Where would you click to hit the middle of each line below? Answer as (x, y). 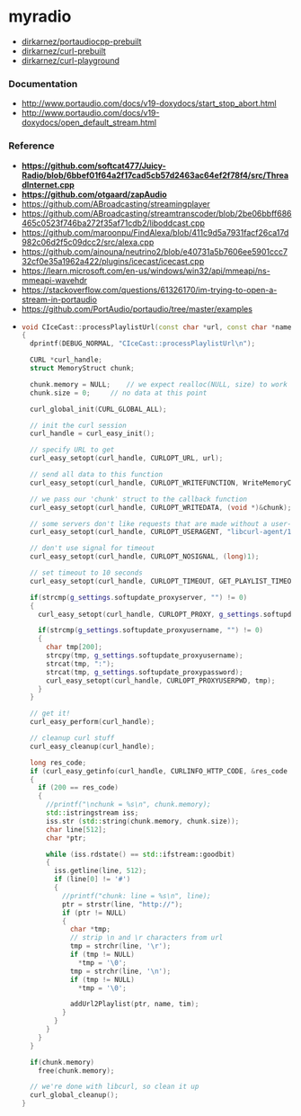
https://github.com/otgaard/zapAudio (94, 194)
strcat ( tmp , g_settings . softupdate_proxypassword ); (144, 672)
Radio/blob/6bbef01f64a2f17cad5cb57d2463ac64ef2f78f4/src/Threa (155, 175)
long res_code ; (58, 763)
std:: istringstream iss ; (92, 813)
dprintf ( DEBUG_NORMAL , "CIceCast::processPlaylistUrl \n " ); (143, 344)
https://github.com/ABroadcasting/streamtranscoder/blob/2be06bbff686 (157, 213)
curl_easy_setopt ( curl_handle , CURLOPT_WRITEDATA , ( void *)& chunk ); (161, 507)
